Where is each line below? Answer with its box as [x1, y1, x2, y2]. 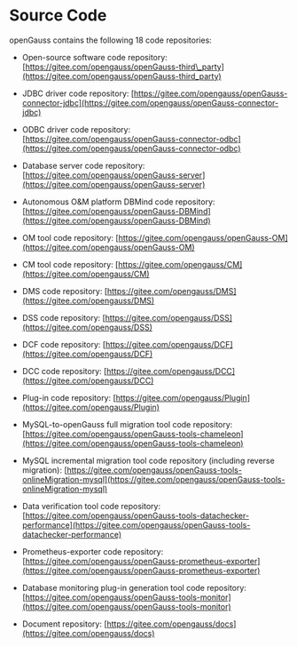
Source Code [9, 5, 107, 26]
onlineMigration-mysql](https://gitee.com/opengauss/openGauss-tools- [21, 474, 285, 484]
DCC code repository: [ [21, 365, 107, 376]
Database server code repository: [21, 160, 145, 171]
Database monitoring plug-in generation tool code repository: [21, 582, 246, 593]
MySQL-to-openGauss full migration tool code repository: [21, 419, 233, 429]
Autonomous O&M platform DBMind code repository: [21, 196, 215, 207]
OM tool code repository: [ [21, 232, 119, 243]
